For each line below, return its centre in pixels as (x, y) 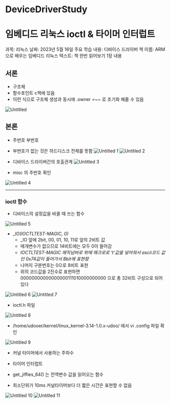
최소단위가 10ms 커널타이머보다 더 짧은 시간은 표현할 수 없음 (72, 385)
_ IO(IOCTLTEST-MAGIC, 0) (41, 234)
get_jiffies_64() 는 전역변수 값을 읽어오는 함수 (58, 374)
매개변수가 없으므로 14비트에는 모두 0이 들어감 (66, 246)
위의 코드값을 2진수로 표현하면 (50, 272)
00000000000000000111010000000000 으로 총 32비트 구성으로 (87, 278)
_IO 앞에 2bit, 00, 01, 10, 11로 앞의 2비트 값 (63, 240)
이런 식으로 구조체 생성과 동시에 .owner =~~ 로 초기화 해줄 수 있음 (78, 99)
